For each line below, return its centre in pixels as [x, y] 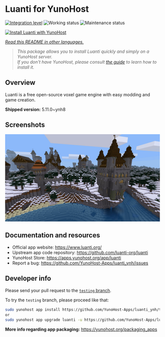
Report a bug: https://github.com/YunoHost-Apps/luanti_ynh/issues [80, 263]
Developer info [28, 279]
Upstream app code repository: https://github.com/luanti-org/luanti [80, 252]
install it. [26, 67]
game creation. [20, 100]
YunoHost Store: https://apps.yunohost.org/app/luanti [67, 258]
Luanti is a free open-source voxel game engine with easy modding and [78, 94]
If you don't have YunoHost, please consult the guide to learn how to [87, 62]
